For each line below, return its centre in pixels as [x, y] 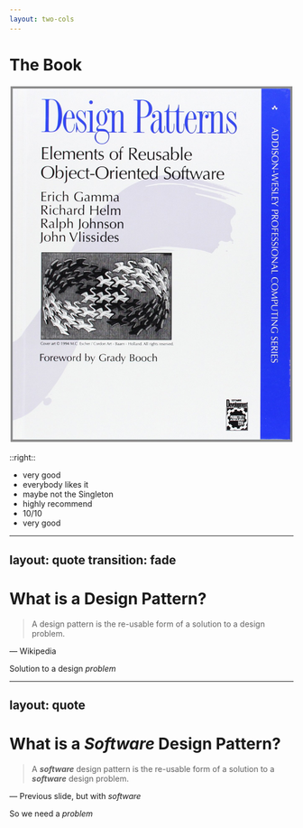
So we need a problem [51, 814]
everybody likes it [55, 485]
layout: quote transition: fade [93, 560]
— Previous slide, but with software [75, 796]
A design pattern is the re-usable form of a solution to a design [148, 624]
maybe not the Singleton [68, 494]
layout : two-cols [42, 19]
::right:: [23, 458]
